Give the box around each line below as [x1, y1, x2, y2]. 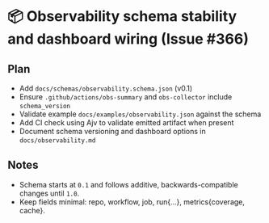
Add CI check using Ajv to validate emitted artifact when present [19, 118, 234, 127]
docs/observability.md [19, 137, 96, 145]
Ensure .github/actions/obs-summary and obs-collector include [19, 92, 233, 102]
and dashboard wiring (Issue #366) [7, 30, 250, 48]
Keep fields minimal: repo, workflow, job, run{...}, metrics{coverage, [19, 196, 246, 207]
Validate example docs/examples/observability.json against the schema [19, 109, 262, 119]
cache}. [19, 205, 46, 215]
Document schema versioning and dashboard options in [19, 127, 207, 136]
